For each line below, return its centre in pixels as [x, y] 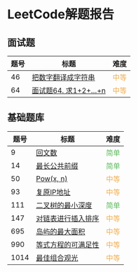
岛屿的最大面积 [61, 231]
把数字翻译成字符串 [64, 77]
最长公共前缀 [57, 165]
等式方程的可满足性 [68, 245]
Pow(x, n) [52, 178]
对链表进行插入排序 [68, 218]
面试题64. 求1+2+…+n [69, 90]
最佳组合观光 [57, 258]
